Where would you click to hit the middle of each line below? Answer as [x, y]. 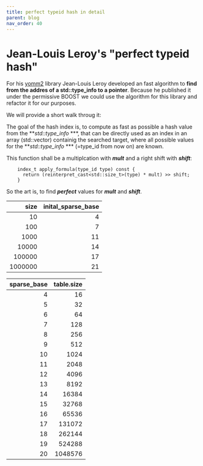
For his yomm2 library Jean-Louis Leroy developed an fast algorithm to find [102, 84]
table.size [68, 284]
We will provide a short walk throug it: [54, 115]
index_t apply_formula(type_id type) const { [76, 170]
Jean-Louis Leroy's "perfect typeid [98, 54]
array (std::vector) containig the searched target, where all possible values [100, 140]
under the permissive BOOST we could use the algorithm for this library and [102, 97]
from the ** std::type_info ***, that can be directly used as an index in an [97, 133]
